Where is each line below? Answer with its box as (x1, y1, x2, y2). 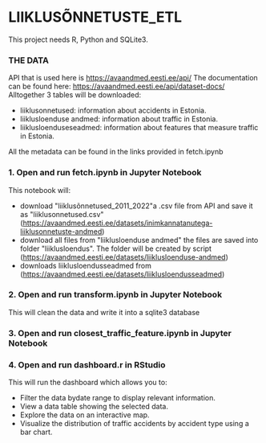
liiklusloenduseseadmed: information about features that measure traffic (19, 123, 259, 133)
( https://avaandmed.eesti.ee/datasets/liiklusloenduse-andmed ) (19, 252, 228, 261)
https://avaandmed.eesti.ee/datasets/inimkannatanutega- (22, 218, 213, 228)
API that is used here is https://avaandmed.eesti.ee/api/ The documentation (8, 73, 258, 83)
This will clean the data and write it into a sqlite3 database (8, 307, 200, 317)
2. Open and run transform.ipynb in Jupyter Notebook (8, 289, 223, 301)
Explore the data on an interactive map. (19, 410, 150, 420)
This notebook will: (8, 185, 71, 195)
